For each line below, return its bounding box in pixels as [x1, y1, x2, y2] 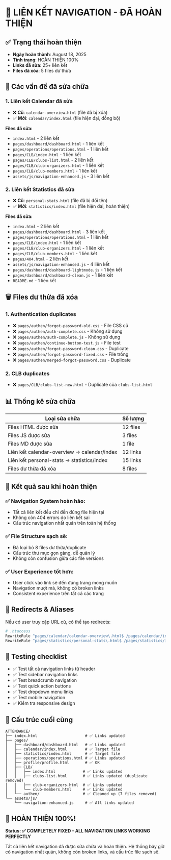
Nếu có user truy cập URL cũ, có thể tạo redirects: [5, 619, 111, 625]
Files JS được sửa [8, 432, 50, 439]
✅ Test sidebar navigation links [12, 672, 78, 678]
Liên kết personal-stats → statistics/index [8, 456, 108, 463]
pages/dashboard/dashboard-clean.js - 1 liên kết [12, 272, 113, 278]
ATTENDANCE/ [5, 729, 31, 734]
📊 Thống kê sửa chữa [5, 397, 76, 406]
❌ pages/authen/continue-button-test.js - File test [12, 339, 121, 346]
